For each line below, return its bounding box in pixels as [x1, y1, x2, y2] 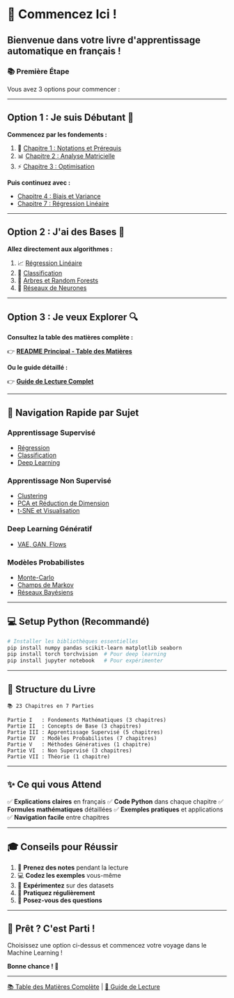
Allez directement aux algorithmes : [7, 245, 113, 253]
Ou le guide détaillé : [7, 363, 68, 372]
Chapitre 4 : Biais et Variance [17, 191, 101, 200]
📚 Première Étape [7, 66, 70, 76]
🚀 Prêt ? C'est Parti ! [7, 923, 95, 935]
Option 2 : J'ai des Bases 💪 [7, 226, 125, 238]
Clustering [17, 492, 47, 500]
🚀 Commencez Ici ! [7, 6, 117, 22]
